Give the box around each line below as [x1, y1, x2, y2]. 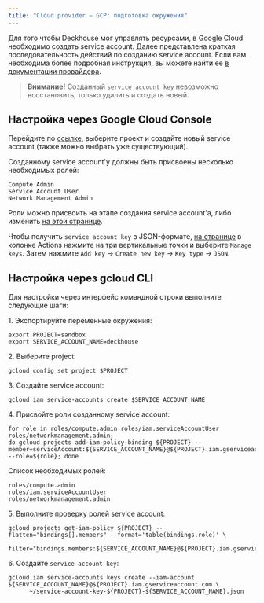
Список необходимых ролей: [8, 466, 106, 476]
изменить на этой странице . [8, 217, 104, 226]
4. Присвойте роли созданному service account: [8, 410, 170, 419]
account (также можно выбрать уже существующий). [8, 142, 189, 152]
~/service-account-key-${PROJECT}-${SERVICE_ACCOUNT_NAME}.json [28, 587, 244, 596]
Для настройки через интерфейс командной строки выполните [8, 292, 222, 302]
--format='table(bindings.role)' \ [109, 531, 226, 539]
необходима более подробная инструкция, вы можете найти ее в [8, 58, 229, 68]
